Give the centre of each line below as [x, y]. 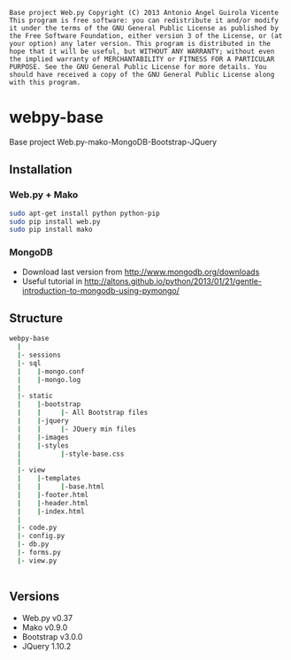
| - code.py [37, 528]
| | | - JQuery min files [77, 429]
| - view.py [37, 560]
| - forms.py [39, 553]
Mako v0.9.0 [45, 627]
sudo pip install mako [51, 230]
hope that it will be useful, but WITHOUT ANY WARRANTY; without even [142, 51]
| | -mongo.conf [51, 372]
